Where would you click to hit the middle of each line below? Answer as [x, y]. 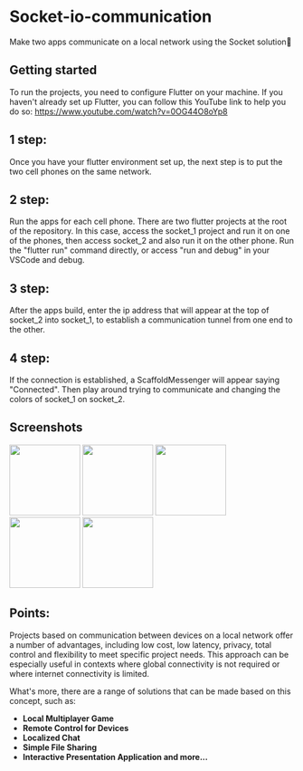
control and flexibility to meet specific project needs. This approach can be [149, 654]
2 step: [29, 200]
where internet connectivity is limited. [80, 673]
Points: [30, 613]
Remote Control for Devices [76, 728]
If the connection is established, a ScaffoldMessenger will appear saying [145, 380]
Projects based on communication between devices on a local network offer [151, 635]
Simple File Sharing [60, 747]
